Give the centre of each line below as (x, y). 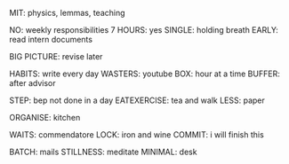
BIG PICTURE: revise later (56, 56)
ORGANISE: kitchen (45, 117)
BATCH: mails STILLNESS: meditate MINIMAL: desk (103, 152)
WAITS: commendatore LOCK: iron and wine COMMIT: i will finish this (136, 135)
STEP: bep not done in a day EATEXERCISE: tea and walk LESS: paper (137, 100)
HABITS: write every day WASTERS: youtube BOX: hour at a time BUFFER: (144, 74)
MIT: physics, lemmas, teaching (68, 13)
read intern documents (51, 39)
